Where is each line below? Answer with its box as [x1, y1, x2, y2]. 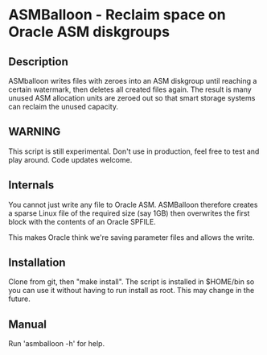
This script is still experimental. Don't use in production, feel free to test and [8, 147, 260, 156]
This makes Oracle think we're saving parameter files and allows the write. [8, 232, 255, 242]
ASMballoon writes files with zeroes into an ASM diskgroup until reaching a [8, 76, 257, 85]
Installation [8, 256, 66, 270]
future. [8, 294, 31, 303]
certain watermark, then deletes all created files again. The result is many [8, 85, 252, 94]
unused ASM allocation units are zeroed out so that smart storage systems [8, 93, 256, 102]
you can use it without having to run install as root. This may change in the [8, 286, 255, 295]
